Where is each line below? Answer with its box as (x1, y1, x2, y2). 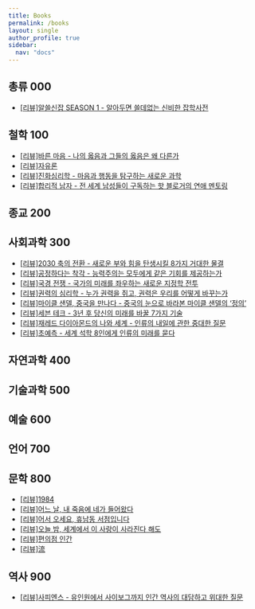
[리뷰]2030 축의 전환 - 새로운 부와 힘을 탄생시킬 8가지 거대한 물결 (19, 258, 225, 267)
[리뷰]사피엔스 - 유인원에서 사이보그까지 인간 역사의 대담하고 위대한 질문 (19, 592, 244, 602)
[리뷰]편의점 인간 (19, 534, 73, 544)
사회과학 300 (8, 236, 71, 249)
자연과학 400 (8, 353, 71, 367)
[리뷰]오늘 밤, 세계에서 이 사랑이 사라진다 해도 (19, 525, 162, 534)
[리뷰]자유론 (19, 161, 58, 170)
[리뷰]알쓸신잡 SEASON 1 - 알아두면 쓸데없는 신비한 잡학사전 (19, 103, 209, 112)
